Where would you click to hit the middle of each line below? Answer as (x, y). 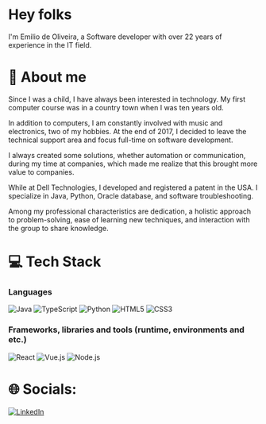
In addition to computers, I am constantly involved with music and (116, 123)
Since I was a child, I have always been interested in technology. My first (127, 99)
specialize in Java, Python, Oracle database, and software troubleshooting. (131, 195)
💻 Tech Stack (55, 262)
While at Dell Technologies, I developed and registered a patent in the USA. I (133, 187)
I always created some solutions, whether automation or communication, (127, 155)
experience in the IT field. (50, 44)
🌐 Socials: (42, 389)
